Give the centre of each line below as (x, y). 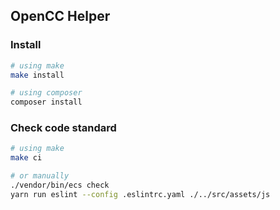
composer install (46, 102)
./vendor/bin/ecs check (60, 185)
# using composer (46, 93)
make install (37, 75)
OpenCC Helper (60, 16)
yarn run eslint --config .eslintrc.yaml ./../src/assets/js (140, 194)
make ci (26, 158)
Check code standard (63, 128)
